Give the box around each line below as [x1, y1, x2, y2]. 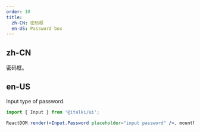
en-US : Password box [11, 25, 62, 32]
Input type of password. [6, 97, 65, 105]
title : [6, 14, 23, 20]
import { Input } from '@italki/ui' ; [6, 109, 100, 115]
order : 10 [6, 8, 31, 15]
